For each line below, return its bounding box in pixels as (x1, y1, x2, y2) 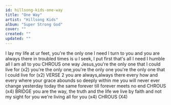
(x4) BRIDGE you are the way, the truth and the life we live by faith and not (5, 88, 162, 94)
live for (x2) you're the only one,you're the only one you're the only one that (5, 66, 165, 72)
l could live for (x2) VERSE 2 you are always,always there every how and (5, 72, 158, 78)
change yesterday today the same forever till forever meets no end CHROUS (5, 82, 166, 89)
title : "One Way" (5, 12, 42, 17)
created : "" (5, 31, 31, 36)
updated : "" (5, 36, 31, 41)
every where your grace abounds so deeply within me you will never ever (5, 77, 160, 83)
